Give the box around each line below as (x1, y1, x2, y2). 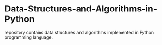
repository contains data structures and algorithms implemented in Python (4, 29, 154, 35)
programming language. (4, 34, 53, 40)
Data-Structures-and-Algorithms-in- (4, 3, 158, 14)
